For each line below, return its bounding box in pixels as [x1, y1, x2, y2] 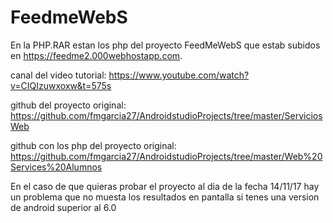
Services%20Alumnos [10, 161, 103, 173]
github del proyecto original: [10, 99, 127, 111]
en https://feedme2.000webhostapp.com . [10, 49, 183, 61]
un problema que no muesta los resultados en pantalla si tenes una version [10, 191, 320, 203]
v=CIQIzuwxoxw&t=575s [10, 79, 112, 91]
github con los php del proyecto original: [10, 139, 177, 151]
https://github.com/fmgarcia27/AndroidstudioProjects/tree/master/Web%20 [10, 150, 323, 162]
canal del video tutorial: [10, 69, 107, 81]
